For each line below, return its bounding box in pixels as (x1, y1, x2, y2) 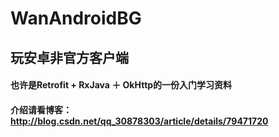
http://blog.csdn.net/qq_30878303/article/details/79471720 (10, 115, 269, 127)
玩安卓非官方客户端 (10, 49, 129, 66)
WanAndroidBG (10, 7, 142, 30)
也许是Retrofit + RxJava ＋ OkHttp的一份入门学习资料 (10, 79, 233, 91)
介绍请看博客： (10, 103, 72, 116)
